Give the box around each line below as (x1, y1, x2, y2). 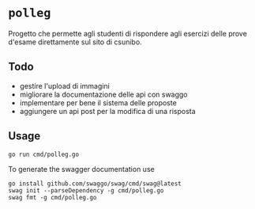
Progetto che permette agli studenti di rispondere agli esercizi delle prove (8, 28, 247, 38)
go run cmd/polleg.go (8, 150, 80, 158)
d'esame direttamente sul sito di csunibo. (8, 37, 142, 47)
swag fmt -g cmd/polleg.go (8, 193, 97, 201)
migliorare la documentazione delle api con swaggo (19, 89, 188, 99)
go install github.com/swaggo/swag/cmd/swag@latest (8, 180, 182, 188)
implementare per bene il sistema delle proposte (19, 97, 178, 108)
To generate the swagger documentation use (8, 164, 156, 173)
